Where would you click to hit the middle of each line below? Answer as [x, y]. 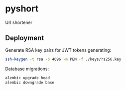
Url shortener [19, 22]
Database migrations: [27, 69]
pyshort [22, 9]
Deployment [25, 38]
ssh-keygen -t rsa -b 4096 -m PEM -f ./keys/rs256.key [63, 59]
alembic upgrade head [28, 78]
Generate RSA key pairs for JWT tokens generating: [58, 50]
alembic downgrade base [30, 83]
